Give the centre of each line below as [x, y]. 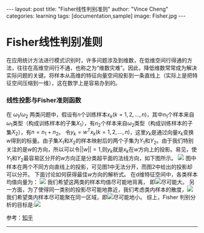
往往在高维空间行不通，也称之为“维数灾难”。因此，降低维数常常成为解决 [107, 67]
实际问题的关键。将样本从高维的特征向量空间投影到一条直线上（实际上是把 [99, 75]
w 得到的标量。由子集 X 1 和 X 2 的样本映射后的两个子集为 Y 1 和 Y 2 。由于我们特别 [100, 142]
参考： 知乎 [20, 217]
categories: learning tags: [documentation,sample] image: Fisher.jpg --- [96, 16]
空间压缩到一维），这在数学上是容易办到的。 [66, 83]
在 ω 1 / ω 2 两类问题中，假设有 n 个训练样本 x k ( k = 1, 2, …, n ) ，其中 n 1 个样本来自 [100, 115]
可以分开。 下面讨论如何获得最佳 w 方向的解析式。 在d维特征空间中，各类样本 [102, 174]
